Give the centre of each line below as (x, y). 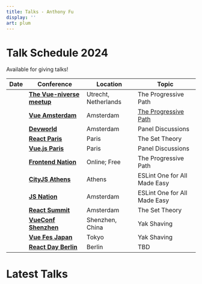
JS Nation (43, 197)
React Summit (50, 210)
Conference (55, 84)
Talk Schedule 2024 (57, 53)
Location (109, 84)
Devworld (43, 129)
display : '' (21, 17)
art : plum (19, 23)
